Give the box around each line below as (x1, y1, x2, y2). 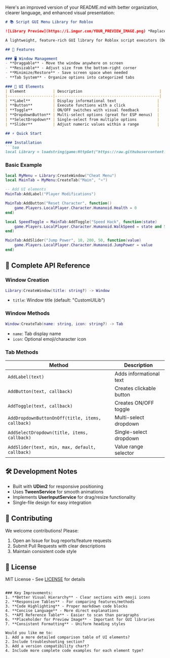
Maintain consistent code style (12, 548, 77, 554)
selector (114, 449, 134, 456)
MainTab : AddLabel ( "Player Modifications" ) (5, 192, 96, 197)
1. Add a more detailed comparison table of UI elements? (5, 635, 130, 640)
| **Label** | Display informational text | (5, 98, 159, 103)
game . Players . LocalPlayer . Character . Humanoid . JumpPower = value (14, 243, 153, 248)
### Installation (5, 140, 42, 145)
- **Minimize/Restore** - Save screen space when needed (5, 70, 128, 76)
